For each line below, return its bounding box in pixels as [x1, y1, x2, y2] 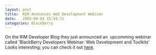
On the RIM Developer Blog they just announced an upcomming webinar [5, 34, 152, 40]
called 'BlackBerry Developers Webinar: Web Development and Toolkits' [5, 39, 150, 45]
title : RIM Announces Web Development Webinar [5, 12, 104, 17]
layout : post [5, 7, 32, 12]
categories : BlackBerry [5, 20, 54, 26]
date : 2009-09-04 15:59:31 [5, 16, 64, 21]
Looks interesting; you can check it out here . [5, 44, 95, 50]
